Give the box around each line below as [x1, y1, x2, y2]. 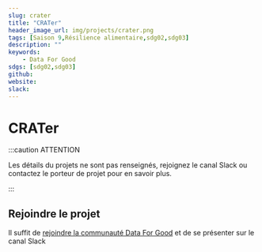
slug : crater [8, 11, 51, 20]
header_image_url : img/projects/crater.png [8, 26, 154, 34]
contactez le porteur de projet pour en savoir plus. [8, 169, 173, 179]
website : [8, 77, 37, 85]
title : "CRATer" [8, 19, 62, 27]
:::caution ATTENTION [8, 145, 81, 155]
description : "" [8, 41, 62, 49]
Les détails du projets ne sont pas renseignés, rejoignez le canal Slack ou [8, 160, 248, 170]
